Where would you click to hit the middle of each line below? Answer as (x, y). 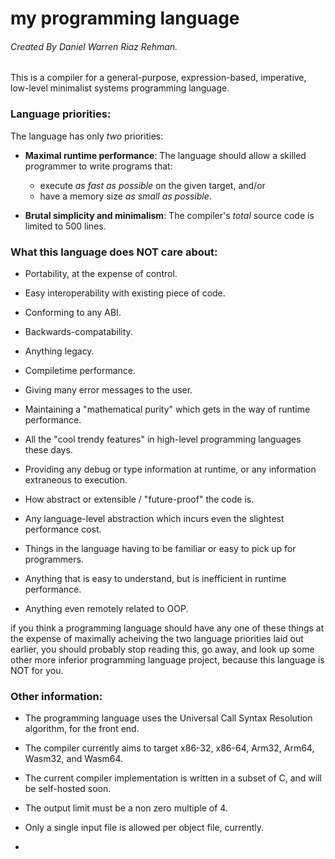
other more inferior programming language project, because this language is (167, 659)
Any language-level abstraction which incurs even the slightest (154, 518)
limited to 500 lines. (65, 226)
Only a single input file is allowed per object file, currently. (144, 828)
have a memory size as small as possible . (125, 196)
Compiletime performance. (80, 370)
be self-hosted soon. (68, 789)
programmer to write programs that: (98, 166)
